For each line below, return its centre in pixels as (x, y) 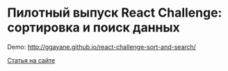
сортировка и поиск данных (94, 27)
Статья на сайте (31, 60)
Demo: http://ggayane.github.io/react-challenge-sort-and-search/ (102, 47)
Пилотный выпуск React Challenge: (115, 13)
